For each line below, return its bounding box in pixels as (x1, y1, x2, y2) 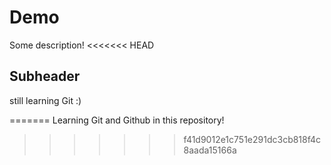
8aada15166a (183, 144, 237, 156)
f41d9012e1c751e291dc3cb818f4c (183, 133, 322, 145)
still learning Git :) (9, 94, 82, 106)
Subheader (9, 68, 81, 85)
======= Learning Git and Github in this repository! (9, 114, 225, 126)
